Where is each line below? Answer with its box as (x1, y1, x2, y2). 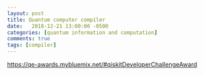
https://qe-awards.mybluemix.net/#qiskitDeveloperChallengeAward (7, 61, 197, 68)
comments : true (7, 35, 51, 42)
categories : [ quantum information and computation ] (7, 29, 157, 36)
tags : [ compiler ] (7, 42, 57, 48)
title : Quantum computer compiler (7, 16, 106, 23)
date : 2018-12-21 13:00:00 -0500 (7, 22, 109, 29)
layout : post (7, 10, 44, 17)
